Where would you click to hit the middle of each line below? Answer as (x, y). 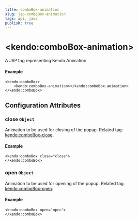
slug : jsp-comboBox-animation (36, 14)
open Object (19, 173)
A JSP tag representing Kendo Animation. (46, 61)
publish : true (19, 23)
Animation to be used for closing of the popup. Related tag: (64, 130)
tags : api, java (21, 18)
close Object (20, 119)
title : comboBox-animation (32, 9)
